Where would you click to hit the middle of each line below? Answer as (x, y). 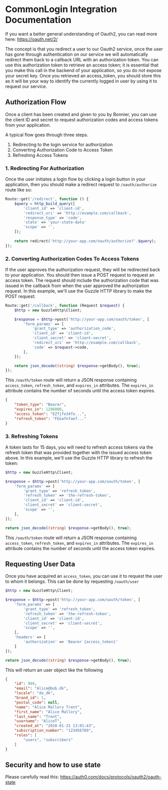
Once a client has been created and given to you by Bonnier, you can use (81, 114)
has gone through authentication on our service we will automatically (77, 54)
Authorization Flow (36, 102)
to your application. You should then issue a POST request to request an (80, 275)
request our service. (26, 86)
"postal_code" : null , (37, 703)
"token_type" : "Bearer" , (40, 405)
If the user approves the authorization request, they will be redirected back (83, 270)
